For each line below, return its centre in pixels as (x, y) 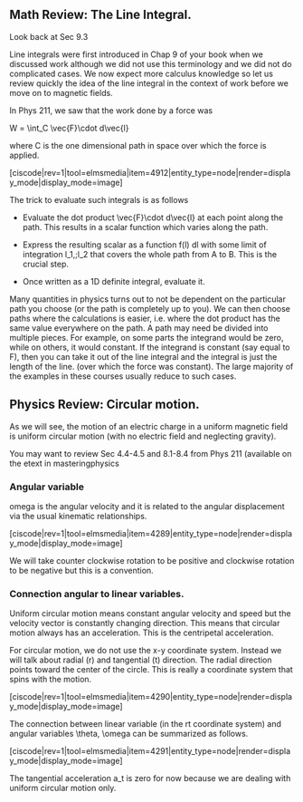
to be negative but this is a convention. (81, 570)
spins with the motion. (51, 680)
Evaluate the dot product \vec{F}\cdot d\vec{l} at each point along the (152, 217)
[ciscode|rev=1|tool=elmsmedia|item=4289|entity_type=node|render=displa (151, 533)
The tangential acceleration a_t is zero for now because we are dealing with (150, 778)
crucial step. (46, 264)
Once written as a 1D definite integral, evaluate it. (114, 281)
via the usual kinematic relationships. (78, 516)
